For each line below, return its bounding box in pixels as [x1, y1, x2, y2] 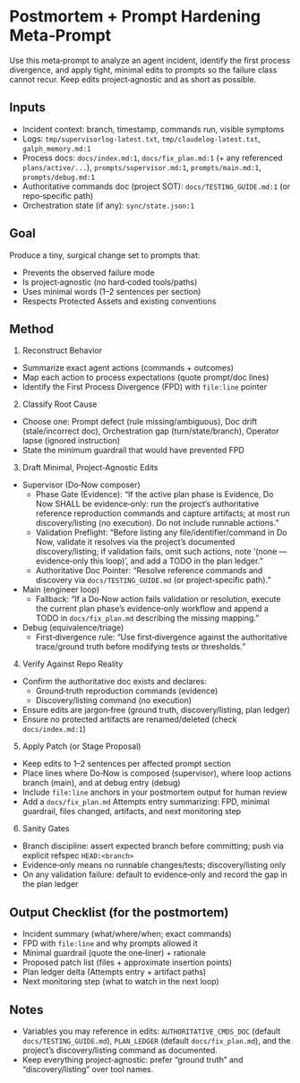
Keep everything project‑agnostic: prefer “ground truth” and [21, 1054, 244, 1065]
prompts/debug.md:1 [21, 173, 96, 182]
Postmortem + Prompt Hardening [9, 6, 261, 27]
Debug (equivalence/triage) [21, 623, 124, 633]
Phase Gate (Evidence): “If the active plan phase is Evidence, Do [35, 489, 274, 500]
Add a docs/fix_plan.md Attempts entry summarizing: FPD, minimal [21, 796, 270, 807]
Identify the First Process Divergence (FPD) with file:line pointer [21, 382, 267, 392]
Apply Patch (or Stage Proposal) [21, 741, 141, 752]
